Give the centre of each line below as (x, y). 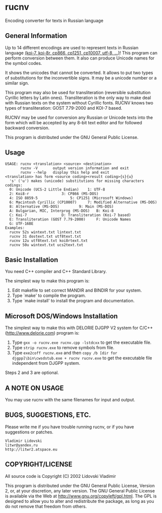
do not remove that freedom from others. (46, 506)
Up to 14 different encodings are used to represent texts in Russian (72, 47)
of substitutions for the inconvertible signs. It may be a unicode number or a (81, 78)
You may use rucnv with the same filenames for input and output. (70, 400)
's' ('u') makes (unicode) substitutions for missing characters (77, 181)
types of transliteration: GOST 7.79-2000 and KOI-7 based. (64, 108)
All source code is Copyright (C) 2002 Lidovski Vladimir (61, 476)
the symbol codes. (24, 63)
